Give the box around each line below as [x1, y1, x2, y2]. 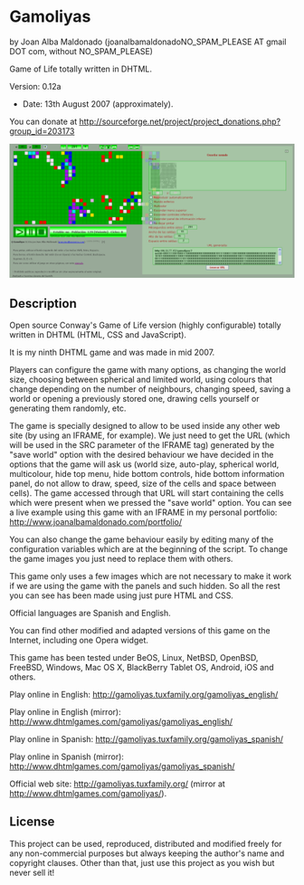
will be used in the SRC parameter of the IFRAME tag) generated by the [9, 439, 275, 450]
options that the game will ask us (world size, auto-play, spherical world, [9, 459, 280, 470]
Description [9, 296, 77, 311]
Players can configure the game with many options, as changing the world [9, 364, 287, 375]
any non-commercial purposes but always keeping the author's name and [9, 848, 285, 859]
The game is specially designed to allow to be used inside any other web [9, 420, 280, 431]
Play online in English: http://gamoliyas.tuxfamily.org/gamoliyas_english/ [9, 689, 279, 699]
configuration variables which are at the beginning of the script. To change [9, 543, 288, 554]
